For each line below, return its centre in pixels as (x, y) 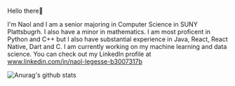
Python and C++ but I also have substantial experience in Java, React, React (117, 39)
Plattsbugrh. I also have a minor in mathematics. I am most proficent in (109, 32)
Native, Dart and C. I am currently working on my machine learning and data (117, 46)
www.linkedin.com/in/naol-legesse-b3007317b (75, 62)
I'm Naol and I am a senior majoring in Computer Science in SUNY (102, 24)
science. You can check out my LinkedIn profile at (79, 54)
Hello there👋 (25, 11)
